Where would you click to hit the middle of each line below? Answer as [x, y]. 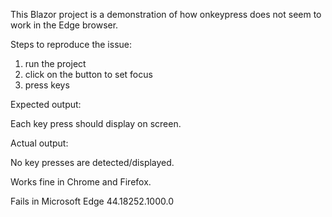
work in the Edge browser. [64, 25]
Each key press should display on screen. [96, 123]
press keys [47, 85]
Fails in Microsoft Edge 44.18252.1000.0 [92, 201]
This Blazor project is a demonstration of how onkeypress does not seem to [166, 14]
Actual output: [39, 143]
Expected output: [46, 104]
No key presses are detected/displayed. [92, 162]
